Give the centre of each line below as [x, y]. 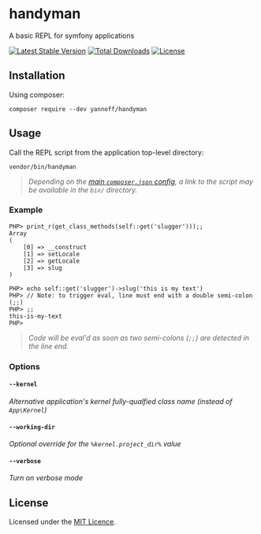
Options [24, 366]
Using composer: [37, 95]
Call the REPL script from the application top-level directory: [106, 152]
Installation [37, 76]
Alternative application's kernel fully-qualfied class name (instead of [121, 401]
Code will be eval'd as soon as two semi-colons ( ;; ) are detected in [138, 338]
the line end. [48, 346]
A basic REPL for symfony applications [72, 35]
